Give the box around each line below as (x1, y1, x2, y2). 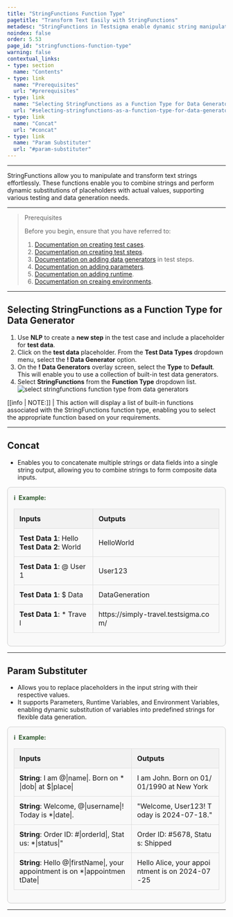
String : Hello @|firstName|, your (19, 858, 125, 868)
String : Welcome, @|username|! (19, 802, 124, 811)
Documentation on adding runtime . (34, 270, 135, 278)
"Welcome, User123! (137, 802, 206, 811)
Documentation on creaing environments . (34, 277, 153, 286)
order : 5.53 (7, 36, 42, 43)
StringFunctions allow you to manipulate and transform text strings (7, 172, 198, 179)
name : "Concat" (13, 119, 58, 127)
